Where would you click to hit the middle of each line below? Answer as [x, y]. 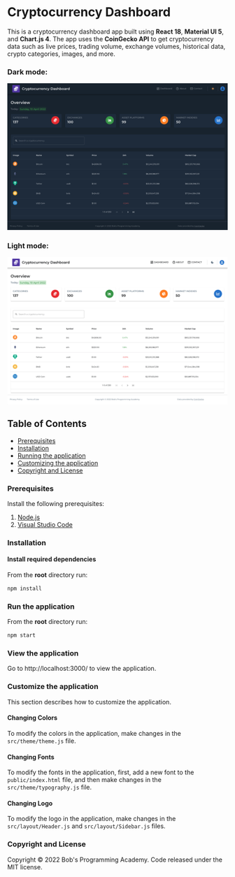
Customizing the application [58, 463]
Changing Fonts [31, 757]
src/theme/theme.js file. [42, 741]
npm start [22, 636]
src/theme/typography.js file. [50, 788]
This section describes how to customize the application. [89, 702]
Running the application [51, 456]
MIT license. [25, 867]
